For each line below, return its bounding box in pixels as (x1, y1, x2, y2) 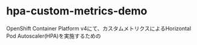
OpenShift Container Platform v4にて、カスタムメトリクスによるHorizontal (6, 25, 192, 32)
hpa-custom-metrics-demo (6, 4, 148, 18)
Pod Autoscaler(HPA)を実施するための (6, 32, 101, 40)
